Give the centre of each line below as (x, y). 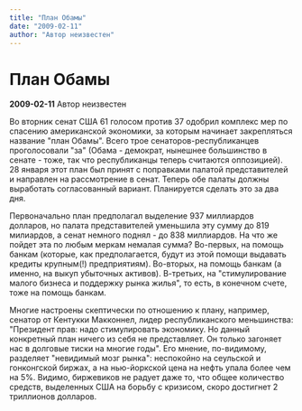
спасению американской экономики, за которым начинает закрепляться (151, 131)
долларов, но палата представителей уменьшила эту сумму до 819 (139, 226)
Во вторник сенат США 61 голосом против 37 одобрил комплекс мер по (149, 122)
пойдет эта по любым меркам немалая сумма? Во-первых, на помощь (146, 245)
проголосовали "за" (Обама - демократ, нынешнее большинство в (138, 151)
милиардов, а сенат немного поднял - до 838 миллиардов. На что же (143, 235)
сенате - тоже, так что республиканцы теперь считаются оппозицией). (146, 160)
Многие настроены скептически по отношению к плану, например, (140, 310)
